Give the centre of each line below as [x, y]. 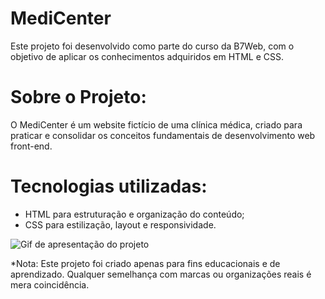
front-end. [31, 146]
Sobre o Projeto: [78, 97]
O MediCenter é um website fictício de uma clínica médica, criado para [156, 124]
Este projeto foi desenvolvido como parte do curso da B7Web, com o [152, 46]
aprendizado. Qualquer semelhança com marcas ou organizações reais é [161, 274]
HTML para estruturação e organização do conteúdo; [134, 214]
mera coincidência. [50, 284]
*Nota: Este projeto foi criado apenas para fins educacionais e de [145, 263]
